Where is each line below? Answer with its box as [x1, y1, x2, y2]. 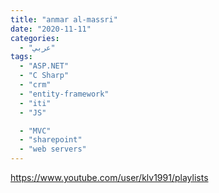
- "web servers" [19, 144, 87, 155]
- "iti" [19, 98, 52, 108]
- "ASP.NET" [19, 61, 70, 71]
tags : [10, 52, 33, 62]
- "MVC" [19, 126, 52, 136]
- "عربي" [19, 42, 56, 53]
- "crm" [19, 80, 52, 90]
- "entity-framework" [19, 89, 110, 99]
